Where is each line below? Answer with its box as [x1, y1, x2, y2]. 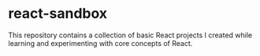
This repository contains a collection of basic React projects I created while [8, 30, 253, 40]
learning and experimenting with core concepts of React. [8, 38, 193, 47]
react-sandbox [8, 5, 108, 23]
